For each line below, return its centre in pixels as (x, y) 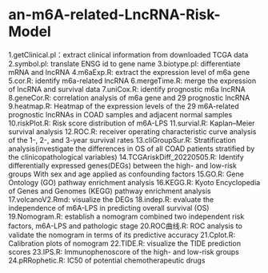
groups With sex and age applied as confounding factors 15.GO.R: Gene (126, 174)
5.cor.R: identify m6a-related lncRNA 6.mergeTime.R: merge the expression (132, 81)
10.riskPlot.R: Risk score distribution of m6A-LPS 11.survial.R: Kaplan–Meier (132, 123)
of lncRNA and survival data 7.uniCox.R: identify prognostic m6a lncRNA (127, 89)
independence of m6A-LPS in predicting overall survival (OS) (109, 208)
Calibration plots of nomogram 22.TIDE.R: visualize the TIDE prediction (125, 243)
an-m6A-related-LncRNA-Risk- (115, 15)
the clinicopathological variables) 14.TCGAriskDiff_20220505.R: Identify (126, 156)
